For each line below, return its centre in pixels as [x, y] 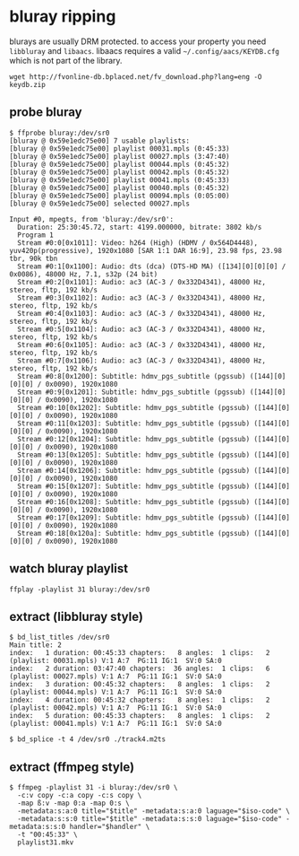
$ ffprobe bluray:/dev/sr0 [60, 133]
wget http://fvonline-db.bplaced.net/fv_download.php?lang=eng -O [136, 77]
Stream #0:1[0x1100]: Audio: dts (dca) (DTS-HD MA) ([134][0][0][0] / [152, 266]
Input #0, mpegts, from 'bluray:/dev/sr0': [92, 219]
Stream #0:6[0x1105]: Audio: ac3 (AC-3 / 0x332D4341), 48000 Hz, [142, 345]
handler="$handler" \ [110, 827]
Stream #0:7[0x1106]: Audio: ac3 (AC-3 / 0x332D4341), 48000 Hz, [142, 361]
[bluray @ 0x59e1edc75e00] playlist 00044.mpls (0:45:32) [120, 164]
